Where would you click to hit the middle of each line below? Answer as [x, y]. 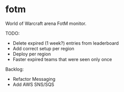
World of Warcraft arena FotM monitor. [46, 23]
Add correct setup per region [43, 48]
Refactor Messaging [34, 79]
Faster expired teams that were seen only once [62, 59]
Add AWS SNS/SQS [34, 84]
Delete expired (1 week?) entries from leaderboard [66, 43]
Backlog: [15, 69]
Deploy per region [32, 54]
